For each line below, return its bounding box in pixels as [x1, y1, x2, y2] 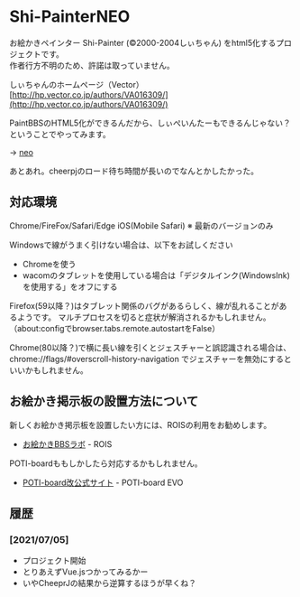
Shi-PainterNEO [9, 6, 131, 27]
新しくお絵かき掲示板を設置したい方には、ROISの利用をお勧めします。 [9, 419, 272, 430]
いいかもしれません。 [9, 364, 88, 376]
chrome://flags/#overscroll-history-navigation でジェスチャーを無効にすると [9, 353, 293, 364]
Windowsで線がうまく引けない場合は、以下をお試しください [9, 239, 234, 250]
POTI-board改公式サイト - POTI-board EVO [22, 477, 184, 488]
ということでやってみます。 [9, 128, 111, 139]
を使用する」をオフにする [22, 281, 118, 292]
